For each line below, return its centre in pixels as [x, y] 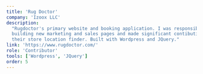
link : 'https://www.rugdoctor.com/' [52, 45]
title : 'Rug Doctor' [32, 12]
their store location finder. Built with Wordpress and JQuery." [96, 39]
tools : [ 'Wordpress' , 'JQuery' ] [47, 56]
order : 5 [17, 61]
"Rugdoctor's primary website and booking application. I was [92, 28]
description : [23, 23]
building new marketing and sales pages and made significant [92, 34]
